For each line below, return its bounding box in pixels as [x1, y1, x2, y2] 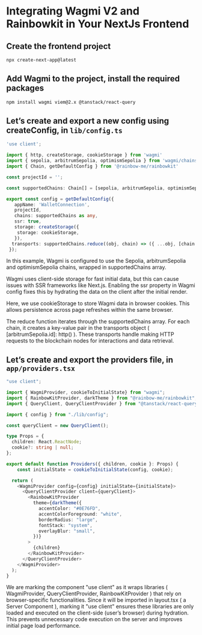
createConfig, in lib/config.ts [6, 125, 123, 135]
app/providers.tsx [6, 364, 75, 373]
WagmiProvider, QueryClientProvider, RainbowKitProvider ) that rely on [6, 590, 182, 598]
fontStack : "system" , [38, 522, 93, 528]
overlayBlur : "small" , [38, 528, 96, 534]
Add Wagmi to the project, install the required [6, 74, 180, 84]
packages [6, 83, 44, 93]
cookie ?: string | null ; [11, 444, 74, 450]
